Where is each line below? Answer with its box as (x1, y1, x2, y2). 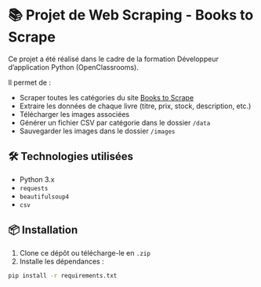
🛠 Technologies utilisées (8, 150, 134, 163)
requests (19, 184, 49, 192)
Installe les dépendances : (19, 256, 104, 266)
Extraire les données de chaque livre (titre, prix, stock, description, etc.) (19, 101, 252, 111)
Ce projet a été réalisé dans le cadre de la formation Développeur (8, 54, 219, 64)
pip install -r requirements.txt (8, 271, 118, 279)
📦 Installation (8, 223, 78, 237)
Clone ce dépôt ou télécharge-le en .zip (19, 248, 151, 257)
